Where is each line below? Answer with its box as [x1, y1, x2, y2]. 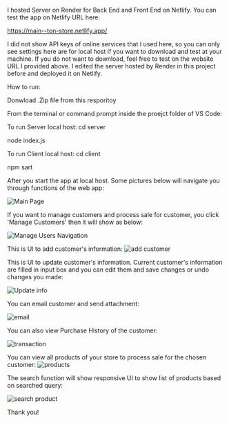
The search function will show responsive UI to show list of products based [7, 374, 221, 382]
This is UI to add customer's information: [7, 245, 123, 253]
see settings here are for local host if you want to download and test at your [7, 48, 222, 55]
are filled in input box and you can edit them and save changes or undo [7, 265, 209, 274]
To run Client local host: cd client [7, 150, 101, 158]
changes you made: [7, 273, 63, 281]
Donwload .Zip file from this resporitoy [7, 96, 117, 104]
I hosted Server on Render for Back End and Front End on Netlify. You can [7, 6, 217, 14]
